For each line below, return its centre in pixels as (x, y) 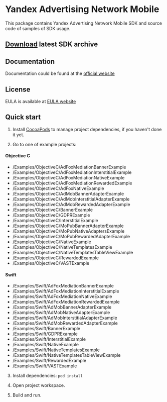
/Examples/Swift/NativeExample (46, 345)
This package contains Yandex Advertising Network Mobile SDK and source (83, 23)
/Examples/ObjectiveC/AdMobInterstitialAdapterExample (71, 199)
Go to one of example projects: (44, 144)
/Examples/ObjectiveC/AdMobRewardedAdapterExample (71, 204)
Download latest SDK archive (52, 44)
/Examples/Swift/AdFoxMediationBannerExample (63, 286)
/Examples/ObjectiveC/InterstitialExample (55, 220)
